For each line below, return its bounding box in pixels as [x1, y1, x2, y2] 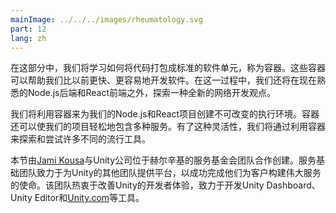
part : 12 [10, 24, 47, 34]
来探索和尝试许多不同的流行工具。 [10, 133, 151, 145]
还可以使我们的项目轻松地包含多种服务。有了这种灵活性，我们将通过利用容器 [10, 121, 326, 133]
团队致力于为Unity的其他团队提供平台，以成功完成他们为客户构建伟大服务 [18, 167, 322, 179]
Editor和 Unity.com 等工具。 [34, 192, 145, 204]
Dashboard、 [266, 179, 321, 191]
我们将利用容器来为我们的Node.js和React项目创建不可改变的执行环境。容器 [10, 108, 320, 120]
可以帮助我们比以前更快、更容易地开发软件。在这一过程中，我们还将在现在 [10, 74, 317, 86]
